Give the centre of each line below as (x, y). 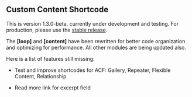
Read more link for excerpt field (52, 88)
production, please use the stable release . (57, 30)
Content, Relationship (40, 76)
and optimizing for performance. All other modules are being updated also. (96, 47)
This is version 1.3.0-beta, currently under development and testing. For (92, 23)
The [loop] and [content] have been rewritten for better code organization (96, 41)
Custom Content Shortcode (57, 10)
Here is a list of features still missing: (50, 58)
